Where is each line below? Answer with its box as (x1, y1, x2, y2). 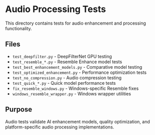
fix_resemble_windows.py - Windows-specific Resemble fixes (12, 85, 139, 91)
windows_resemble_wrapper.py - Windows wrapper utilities (12, 90, 131, 96)
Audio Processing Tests (5, 4, 106, 15)
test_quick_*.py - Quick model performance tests (12, 80, 116, 86)
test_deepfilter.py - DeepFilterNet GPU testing (12, 53, 112, 59)
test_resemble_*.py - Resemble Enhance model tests (12, 59, 122, 65)
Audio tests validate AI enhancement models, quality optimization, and (5, 118, 150, 124)
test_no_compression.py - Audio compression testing (12, 74, 121, 81)
